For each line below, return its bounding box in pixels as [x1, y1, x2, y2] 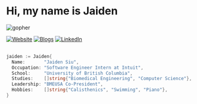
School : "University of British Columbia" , [11, 70, 133, 76]
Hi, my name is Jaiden [6, 4, 118, 18]
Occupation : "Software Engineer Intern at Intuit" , [11, 65, 144, 71]
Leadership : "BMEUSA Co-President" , [11, 81, 103, 87]
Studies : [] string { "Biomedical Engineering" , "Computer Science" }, [11, 76, 192, 82]
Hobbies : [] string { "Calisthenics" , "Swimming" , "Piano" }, [11, 87, 168, 93]
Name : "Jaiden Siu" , [11, 59, 79, 65]
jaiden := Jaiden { [6, 53, 52, 59]
